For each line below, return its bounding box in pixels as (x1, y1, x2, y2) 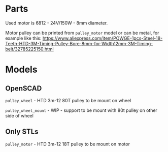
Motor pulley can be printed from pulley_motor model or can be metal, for (5, 29, 159, 36)
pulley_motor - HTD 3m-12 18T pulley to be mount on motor (5, 141, 130, 147)
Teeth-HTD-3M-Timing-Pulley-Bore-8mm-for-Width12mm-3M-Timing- (5, 40, 153, 46)
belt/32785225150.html (5, 46, 54, 52)
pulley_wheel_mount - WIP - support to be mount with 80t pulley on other (5, 107, 157, 113)
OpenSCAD (5, 84, 42, 93)
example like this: (5, 35, 42, 41)
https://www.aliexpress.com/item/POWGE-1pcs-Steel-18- (42, 35, 163, 41)
